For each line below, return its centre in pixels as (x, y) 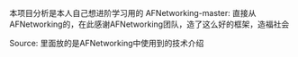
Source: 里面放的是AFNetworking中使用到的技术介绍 (107, 43)
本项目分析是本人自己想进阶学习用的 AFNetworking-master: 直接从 (133, 13)
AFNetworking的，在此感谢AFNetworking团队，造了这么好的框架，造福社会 (149, 24)
